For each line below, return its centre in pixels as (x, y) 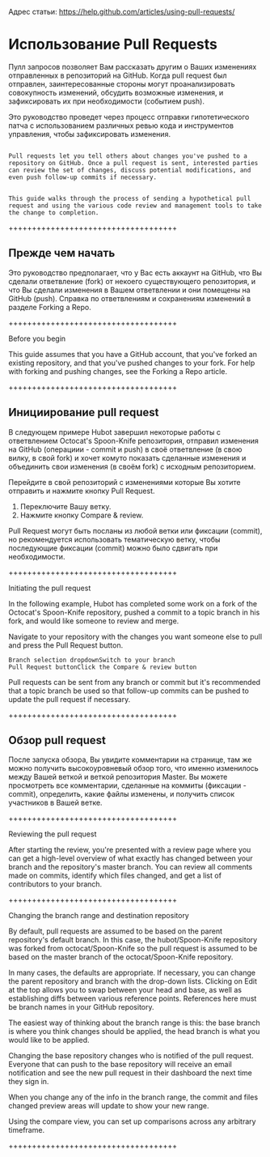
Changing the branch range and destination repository (99, 916)
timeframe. (27, 1130)
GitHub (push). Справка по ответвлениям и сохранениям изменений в (130, 298)
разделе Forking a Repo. (50, 307)
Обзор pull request (57, 740)
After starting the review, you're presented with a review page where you (130, 850)
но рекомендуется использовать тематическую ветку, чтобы (114, 539)
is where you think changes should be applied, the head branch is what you (134, 1032)
